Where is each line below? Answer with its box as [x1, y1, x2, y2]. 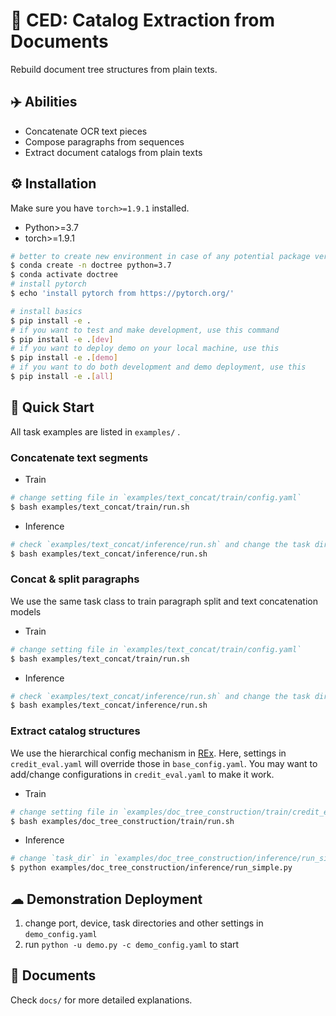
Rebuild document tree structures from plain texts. [10, 63, 218, 75]
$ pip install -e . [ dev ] [10, 334, 114, 344]
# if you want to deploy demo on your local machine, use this [10, 344, 280, 354]
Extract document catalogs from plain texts [24, 146, 203, 158]
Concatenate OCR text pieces [24, 125, 148, 137]
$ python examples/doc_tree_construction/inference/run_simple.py [10, 863, 293, 873]
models [10, 605, 42, 618]
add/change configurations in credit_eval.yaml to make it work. [10, 768, 275, 780]
